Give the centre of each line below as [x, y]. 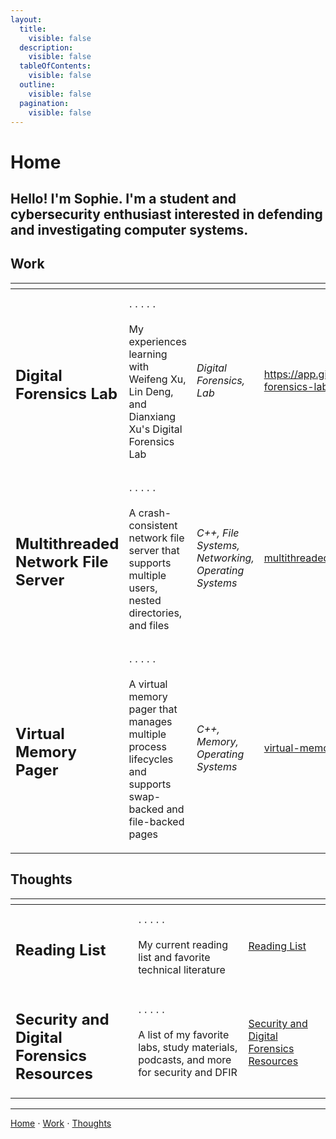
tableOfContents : [55, 66]
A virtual [148, 684]
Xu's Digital [155, 429]
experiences [158, 341]
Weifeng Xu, [157, 379]
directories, [155, 613]
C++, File [218, 533]
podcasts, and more [185, 1060]
